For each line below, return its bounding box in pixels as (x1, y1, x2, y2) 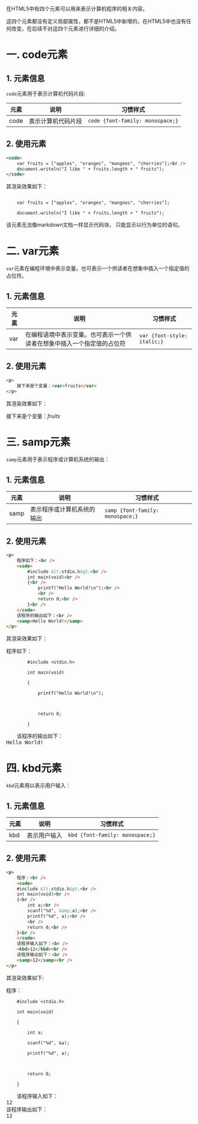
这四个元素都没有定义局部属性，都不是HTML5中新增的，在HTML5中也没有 (6, 18, 187, 25)
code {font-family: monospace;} (87, 118, 179, 124)
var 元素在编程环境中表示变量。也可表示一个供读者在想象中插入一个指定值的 (6, 265, 190, 272)
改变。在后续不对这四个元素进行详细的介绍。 (11, 25, 120, 32)
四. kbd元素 (6, 761, 62, 775)
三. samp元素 (6, 435, 71, 449)
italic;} (139, 339, 164, 345)
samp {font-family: (104, 507, 160, 514)
